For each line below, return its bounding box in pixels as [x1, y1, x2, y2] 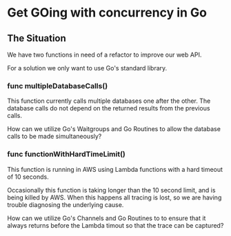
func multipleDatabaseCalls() [7, 81, 108, 90]
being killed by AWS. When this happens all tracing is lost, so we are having [7, 193, 222, 201]
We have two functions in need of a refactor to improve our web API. [7, 50, 202, 59]
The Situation [7, 32, 67, 44]
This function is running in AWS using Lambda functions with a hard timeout [7, 165, 223, 173]
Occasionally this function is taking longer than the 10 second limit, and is [7, 186, 216, 194]
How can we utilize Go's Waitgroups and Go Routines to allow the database [7, 125, 221, 133]
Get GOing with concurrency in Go [7, 5, 207, 21]
